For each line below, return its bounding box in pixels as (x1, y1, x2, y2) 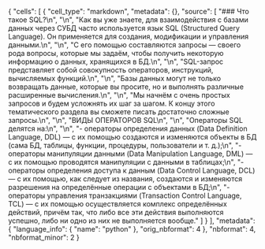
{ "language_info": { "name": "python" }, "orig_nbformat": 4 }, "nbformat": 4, (8, 225, 256, 233)
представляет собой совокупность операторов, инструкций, (8, 65, 214, 74)
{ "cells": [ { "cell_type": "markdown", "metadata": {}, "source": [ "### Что (8, 7, 250, 16)
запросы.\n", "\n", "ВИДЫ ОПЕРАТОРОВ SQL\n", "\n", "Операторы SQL (8, 116, 243, 124)
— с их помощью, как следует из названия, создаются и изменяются (8, 174, 243, 184)
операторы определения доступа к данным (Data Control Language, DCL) (8, 165, 256, 175)
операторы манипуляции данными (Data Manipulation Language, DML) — (8, 149, 253, 158)
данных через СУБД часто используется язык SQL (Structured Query (8, 24, 241, 32)
